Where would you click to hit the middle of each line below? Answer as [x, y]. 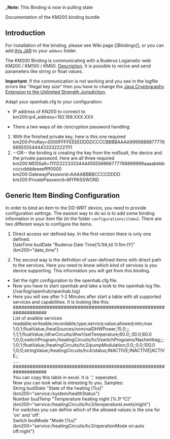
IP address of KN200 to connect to [49, 112]
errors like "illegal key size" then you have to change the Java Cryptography [85, 86]
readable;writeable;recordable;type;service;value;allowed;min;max [82, 323]
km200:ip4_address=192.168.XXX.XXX [53, 117]
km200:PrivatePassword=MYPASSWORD [56, 179]
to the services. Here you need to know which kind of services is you [85, 265]
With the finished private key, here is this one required [69, 136]
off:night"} [23, 431]
